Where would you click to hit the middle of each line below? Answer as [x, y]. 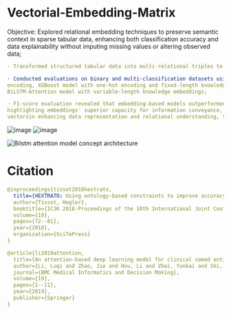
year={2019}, [32, 292]
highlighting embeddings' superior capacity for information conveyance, [115, 111]
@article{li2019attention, [46, 253]
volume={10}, [32, 215]
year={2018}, [32, 228]
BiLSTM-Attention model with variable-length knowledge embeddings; [107, 92]
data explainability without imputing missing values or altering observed [109, 46]
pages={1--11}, [35, 285]
